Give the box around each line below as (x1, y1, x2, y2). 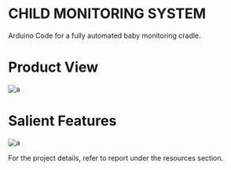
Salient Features (8, 112, 117, 130)
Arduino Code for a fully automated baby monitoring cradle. (8, 31, 202, 40)
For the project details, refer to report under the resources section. (8, 153, 224, 162)
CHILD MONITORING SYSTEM (8, 5, 207, 23)
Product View (8, 58, 99, 76)
